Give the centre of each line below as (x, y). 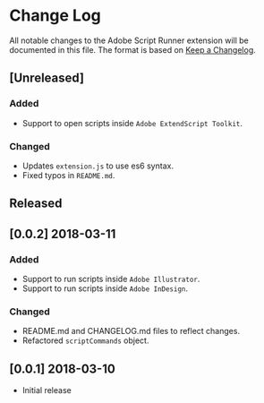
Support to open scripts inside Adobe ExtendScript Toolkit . (132, 123)
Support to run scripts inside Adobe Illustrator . (111, 279)
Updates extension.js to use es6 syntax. (98, 166)
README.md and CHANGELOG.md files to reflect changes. (131, 331)
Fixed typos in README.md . (68, 175)
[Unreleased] (47, 78)
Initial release (47, 390)
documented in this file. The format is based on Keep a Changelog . (133, 49)
